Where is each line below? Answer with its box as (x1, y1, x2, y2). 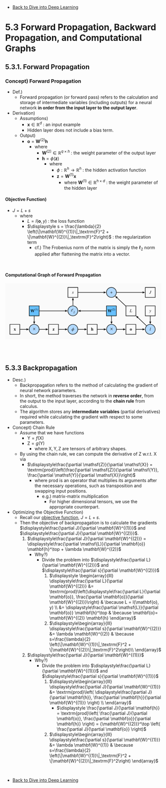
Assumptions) (19, 115, 49, 121)
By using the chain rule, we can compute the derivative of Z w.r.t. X (19, 451, 157, 457)
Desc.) (12, 377, 26, 383)
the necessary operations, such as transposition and (34, 483, 142, 489)
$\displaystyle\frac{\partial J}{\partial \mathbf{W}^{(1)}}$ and (19, 525, 146, 531)
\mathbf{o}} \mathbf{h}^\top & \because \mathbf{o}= (49, 610, 158, 616)
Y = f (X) (27, 435, 44, 441)
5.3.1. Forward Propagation (5, 62, 90, 71)
